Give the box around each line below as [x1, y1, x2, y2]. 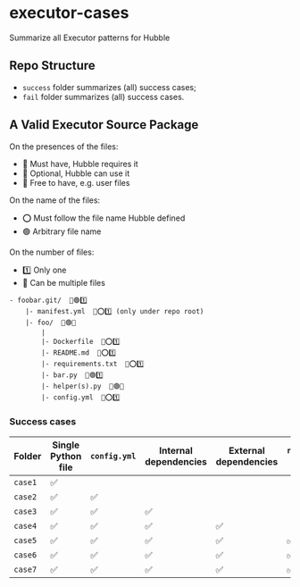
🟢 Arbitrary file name [21, 226, 102, 237]
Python [50, 449, 82, 462]
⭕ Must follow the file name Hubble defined [21, 213, 186, 223]
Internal [159, 444, 194, 457]
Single [52, 439, 80, 451]
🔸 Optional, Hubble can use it [21, 168, 130, 179]
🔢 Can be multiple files [21, 277, 105, 288]
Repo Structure [9, 58, 96, 73]
